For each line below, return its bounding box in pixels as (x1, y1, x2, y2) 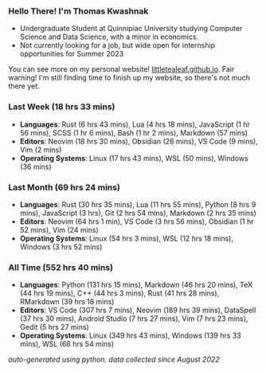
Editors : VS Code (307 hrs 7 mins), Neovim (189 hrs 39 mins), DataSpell (19, 305, 256, 315)
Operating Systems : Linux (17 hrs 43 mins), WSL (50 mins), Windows (19, 153, 248, 163)
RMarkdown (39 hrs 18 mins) (19, 297, 115, 307)
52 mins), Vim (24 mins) (19, 225, 100, 234)
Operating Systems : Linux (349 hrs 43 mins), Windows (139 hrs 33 (19, 331, 241, 340)
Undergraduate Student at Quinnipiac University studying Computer (19, 24, 243, 33)
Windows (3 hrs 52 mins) (19, 241, 103, 252)
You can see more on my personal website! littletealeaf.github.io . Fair (8, 65, 235, 74)
